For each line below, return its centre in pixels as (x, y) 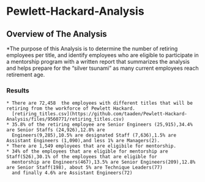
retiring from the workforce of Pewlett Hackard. (71, 108)
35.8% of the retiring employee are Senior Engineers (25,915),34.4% (102, 125)
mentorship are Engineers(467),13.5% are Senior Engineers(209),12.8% (104, 162)
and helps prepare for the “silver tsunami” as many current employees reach (102, 68)
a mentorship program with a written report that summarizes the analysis (98, 62)
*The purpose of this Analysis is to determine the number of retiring (92, 48)
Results (18, 90)
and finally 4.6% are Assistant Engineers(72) (72, 173)
